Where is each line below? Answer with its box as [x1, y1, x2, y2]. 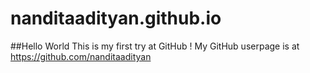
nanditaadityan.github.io [10, 7, 222, 30]
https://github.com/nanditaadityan [10, 50, 152, 62]
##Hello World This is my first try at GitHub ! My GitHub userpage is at [10, 40, 300, 52]
